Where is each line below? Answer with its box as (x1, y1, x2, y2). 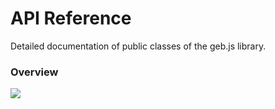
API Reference (10, 7, 132, 30)
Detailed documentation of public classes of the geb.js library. (10, 40, 267, 52)
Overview (10, 65, 59, 79)
